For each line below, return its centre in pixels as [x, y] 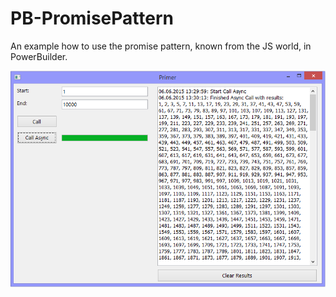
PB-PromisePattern [92, 18]
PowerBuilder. [39, 56]
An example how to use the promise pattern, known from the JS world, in [161, 46]
